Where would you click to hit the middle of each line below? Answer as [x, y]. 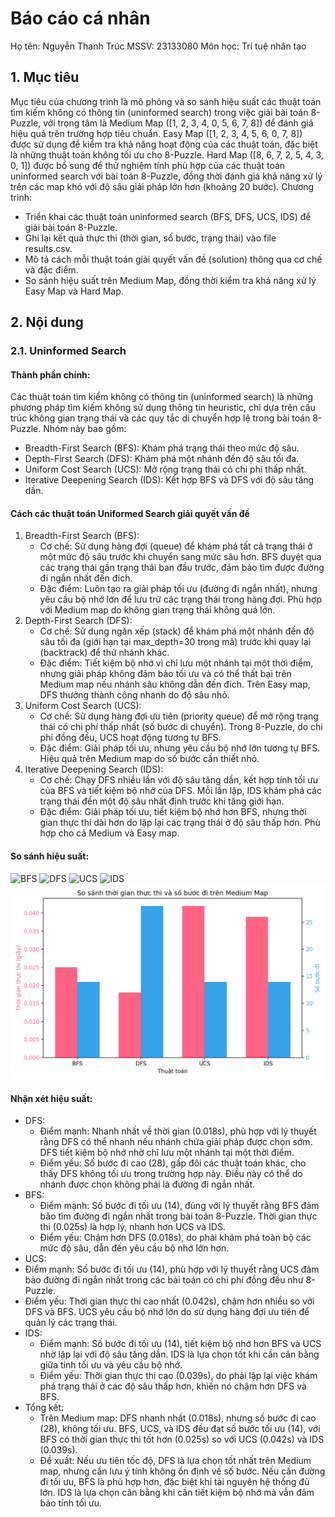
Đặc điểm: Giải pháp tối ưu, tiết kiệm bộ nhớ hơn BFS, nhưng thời [173, 812]
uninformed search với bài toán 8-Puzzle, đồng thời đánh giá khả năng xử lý [166, 176]
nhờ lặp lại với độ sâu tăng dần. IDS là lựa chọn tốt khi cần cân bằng [179, 1354]
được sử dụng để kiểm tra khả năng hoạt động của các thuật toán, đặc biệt [164, 144]
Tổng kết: [44, 1408]
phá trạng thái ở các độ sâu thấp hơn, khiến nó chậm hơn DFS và [173, 1386]
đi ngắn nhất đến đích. [86, 578]
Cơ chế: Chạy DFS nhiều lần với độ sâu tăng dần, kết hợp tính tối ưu [178, 780]
